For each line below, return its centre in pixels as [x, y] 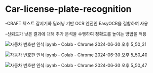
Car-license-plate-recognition [68, 9]
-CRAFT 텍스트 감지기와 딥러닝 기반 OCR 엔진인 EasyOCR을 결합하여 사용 [76, 23]
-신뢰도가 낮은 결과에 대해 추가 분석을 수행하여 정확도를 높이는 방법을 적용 [76, 34]
